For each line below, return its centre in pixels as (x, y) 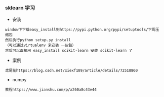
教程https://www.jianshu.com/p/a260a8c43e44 (51, 90)
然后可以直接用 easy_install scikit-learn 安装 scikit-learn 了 (69, 51)
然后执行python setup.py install (38, 40)
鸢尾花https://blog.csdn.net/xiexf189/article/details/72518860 (72, 71)
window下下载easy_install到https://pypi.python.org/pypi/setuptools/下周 (80, 30)
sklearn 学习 (20, 7)
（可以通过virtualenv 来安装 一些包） (41, 45)
